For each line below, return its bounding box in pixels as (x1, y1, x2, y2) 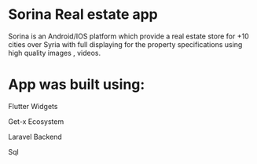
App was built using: (8, 76, 145, 93)
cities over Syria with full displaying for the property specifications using (8, 39, 243, 49)
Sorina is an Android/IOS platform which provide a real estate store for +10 (8, 31, 249, 41)
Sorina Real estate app (8, 5, 159, 24)
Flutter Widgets (8, 101, 58, 111)
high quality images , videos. (8, 48, 101, 57)
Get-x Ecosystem (8, 116, 64, 126)
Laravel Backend (8, 132, 63, 141)
